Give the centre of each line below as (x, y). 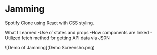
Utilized (13, 38)
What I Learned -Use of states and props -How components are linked (77, 32)
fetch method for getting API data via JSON (66, 38)
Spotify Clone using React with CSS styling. (50, 23)
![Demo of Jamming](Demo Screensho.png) (50, 47)
